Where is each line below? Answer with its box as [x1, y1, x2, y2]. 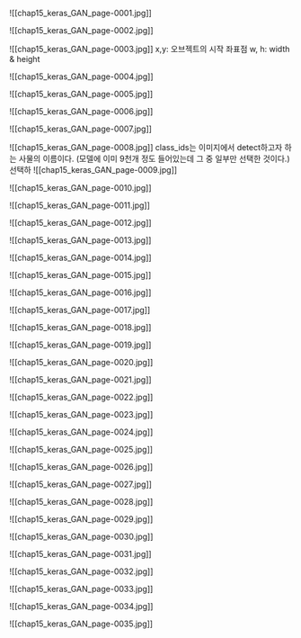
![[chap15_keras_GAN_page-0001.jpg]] [9, 8, 153, 18]
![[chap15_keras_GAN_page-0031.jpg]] [9, 549, 152, 559]
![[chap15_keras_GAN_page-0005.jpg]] [9, 89, 154, 99]
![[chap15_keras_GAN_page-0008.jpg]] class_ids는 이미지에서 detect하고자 [9, 142, 283, 152]
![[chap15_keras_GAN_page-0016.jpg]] [9, 287, 152, 298]
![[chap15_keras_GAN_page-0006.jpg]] [9, 106, 154, 116]
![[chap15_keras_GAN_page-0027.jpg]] [9, 479, 153, 490]
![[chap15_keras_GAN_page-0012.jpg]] [9, 218, 152, 228]
